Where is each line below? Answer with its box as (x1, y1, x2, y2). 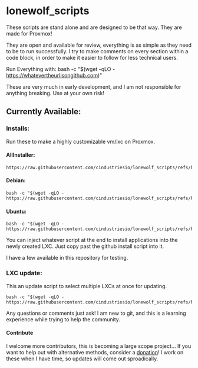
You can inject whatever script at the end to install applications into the (6, 237, 178, 244)
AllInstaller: (6, 151, 35, 159)
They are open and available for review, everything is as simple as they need (6, 41, 192, 49)
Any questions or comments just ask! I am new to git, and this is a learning (6, 309, 187, 317)
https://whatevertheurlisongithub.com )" (6, 72, 103, 79)
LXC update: (6, 269, 42, 277)
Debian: (6, 177, 26, 184)
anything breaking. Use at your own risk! (6, 89, 105, 96)
